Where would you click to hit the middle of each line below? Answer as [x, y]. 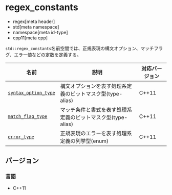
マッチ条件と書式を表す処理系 [96, 110]
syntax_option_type [31, 93]
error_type [21, 137]
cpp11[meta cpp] [30, 38]
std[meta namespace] [36, 27]
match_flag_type [28, 116]
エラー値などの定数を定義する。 [48, 55]
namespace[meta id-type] [40, 32]
